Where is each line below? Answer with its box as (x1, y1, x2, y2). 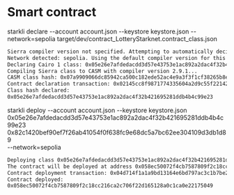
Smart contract (7, 4, 97, 20)
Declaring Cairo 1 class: (7, 61, 82, 68)
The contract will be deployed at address (7, 163, 132, 170)
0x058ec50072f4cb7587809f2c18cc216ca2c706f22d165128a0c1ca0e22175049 (7, 182, 214, 189)
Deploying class (7, 156, 54, 164)
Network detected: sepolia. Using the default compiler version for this (7, 54, 226, 61)
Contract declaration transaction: (7, 81, 111, 88)
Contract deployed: (7, 175, 64, 183)
